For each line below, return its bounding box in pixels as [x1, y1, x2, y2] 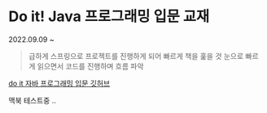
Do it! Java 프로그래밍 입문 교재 [8, 7, 210, 26]
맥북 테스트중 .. [8, 95, 57, 105]
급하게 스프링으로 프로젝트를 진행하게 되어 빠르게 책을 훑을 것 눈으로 [28, 51, 244, 61]
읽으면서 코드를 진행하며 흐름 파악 [37, 61, 144, 71]
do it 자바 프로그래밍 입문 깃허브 [8, 78, 111, 88]
